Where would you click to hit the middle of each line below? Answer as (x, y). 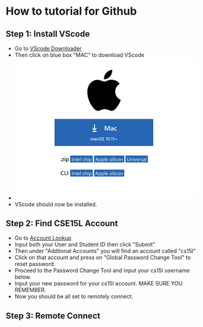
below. (23, 277)
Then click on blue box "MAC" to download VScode (79, 55)
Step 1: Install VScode (48, 34)
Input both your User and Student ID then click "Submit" (85, 244)
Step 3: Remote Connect (53, 316)
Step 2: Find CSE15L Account (62, 223)
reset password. (35, 264)
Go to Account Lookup (43, 238)
